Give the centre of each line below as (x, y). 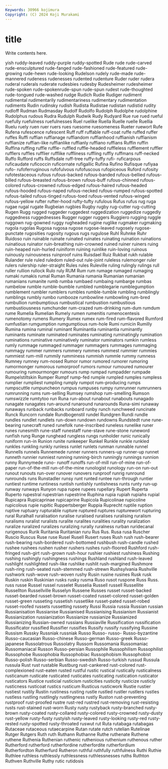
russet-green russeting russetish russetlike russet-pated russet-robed (77, 601)
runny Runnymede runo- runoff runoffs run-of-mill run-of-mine (70, 463)
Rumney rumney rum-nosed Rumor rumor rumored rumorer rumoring (77, 361)
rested (12, 724)
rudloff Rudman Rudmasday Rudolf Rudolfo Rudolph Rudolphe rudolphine (81, 111)
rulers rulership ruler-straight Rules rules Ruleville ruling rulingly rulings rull (82, 265)
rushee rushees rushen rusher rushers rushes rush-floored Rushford (76, 548)
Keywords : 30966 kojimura (32, 10)
